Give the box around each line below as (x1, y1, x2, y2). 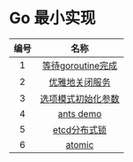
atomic (65, 138, 94, 150)
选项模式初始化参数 (40, 92, 121, 104)
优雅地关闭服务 (48, 76, 112, 89)
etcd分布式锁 (52, 123, 107, 135)
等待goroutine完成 (41, 59, 118, 72)
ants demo (57, 107, 102, 120)
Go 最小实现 (9, 8, 96, 28)
